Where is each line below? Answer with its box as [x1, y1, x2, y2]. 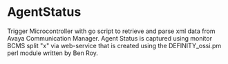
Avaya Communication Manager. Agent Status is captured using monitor [7, 34, 213, 42]
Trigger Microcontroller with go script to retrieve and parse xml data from [7, 27, 216, 35]
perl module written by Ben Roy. [7, 49, 99, 57]
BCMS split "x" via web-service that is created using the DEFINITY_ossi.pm [7, 41, 222, 50]
